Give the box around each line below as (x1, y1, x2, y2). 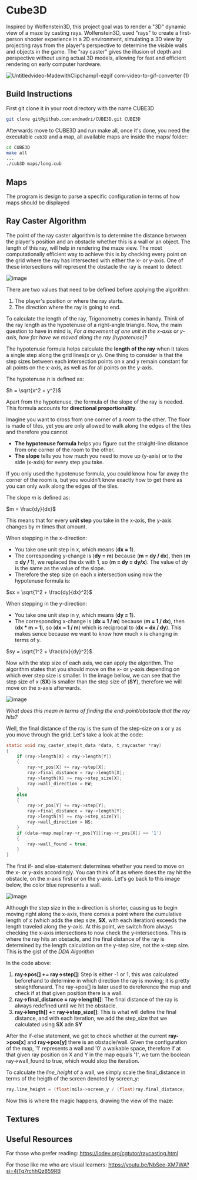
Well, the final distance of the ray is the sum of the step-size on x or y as (6, 725, 182, 732)
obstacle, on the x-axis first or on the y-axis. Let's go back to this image (6, 875, 181, 882)
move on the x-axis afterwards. (6, 684, 82, 691)
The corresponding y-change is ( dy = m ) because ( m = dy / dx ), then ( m (14, 552, 191, 559)
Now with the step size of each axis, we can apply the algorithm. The (6, 659, 173, 666)
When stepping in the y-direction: (6, 600, 87, 607)
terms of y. (14, 636, 41, 643)
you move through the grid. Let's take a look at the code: (6, 731, 143, 738)
